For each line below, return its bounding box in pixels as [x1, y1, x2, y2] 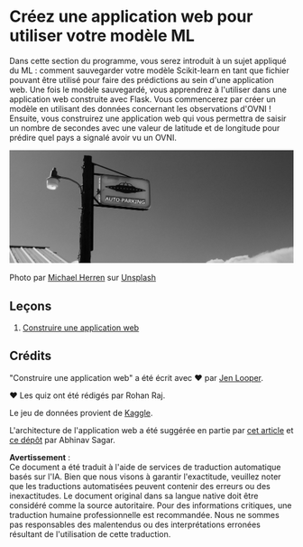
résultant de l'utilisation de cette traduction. [9, 528, 171, 539]
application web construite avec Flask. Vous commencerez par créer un [9, 93, 277, 105]
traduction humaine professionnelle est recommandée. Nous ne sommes [9, 509, 280, 520]
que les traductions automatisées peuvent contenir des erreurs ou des [9, 480, 271, 491]
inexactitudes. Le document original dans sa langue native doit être [9, 490, 259, 501]
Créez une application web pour [9, 6, 253, 27]
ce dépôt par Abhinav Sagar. [9, 434, 115, 445]
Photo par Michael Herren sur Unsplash [9, 273, 156, 283]
